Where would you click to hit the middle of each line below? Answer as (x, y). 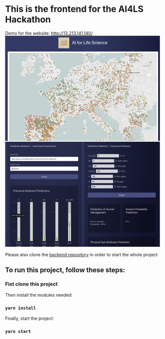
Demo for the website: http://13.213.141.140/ (49, 33)
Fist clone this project (31, 284)
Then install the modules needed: (39, 295)
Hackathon (28, 19)
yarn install (21, 308)
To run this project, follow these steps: (65, 270)
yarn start (18, 331)
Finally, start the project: (29, 318)
